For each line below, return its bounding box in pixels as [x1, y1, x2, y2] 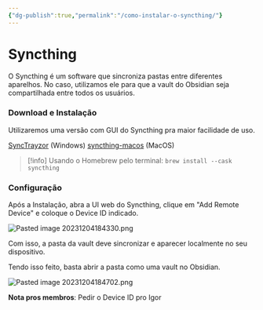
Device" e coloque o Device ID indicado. [8, 209, 139, 218]
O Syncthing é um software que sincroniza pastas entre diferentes [8, 71, 223, 81]
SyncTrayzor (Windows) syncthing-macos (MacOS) [8, 140, 175, 150]
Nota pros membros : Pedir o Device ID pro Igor [8, 293, 162, 302]
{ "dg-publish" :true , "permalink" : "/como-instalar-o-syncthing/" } [8, 11, 223, 20]
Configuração [8, 182, 63, 193]
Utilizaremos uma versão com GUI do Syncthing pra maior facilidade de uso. [8, 125, 255, 134]
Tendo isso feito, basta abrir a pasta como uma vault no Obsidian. [8, 262, 221, 272]
